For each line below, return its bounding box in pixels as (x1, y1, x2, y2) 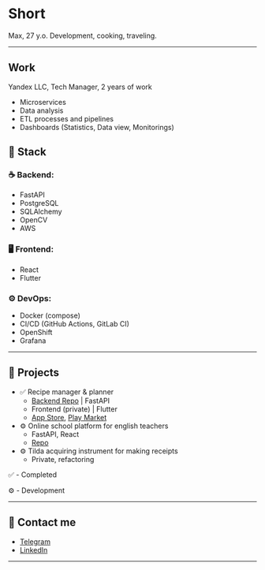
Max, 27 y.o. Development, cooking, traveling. (8, 31, 158, 40)
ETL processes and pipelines (19, 114, 114, 123)
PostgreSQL (19, 199, 59, 208)
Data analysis (19, 106, 64, 115)
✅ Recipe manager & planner (19, 387, 114, 397)
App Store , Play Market (31, 412, 107, 422)
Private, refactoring (31, 454, 95, 464)
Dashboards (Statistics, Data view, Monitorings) (19, 122, 175, 132)
